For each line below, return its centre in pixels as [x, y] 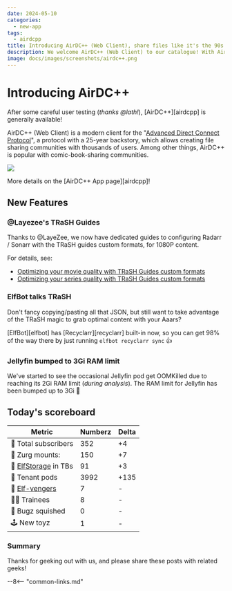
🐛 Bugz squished [38, 511]
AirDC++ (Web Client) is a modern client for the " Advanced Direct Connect [113, 133]
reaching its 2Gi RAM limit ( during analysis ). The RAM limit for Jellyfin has [112, 383]
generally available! [35, 119]
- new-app [27, 26]
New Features [38, 203]
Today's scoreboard [51, 412]
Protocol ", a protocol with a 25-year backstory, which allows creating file [110, 140]
